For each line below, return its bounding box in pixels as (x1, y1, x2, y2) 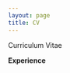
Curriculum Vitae (8, 40, 62, 49)
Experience (8, 56, 46, 65)
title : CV (8, 19, 40, 27)
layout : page (8, 11, 51, 20)
